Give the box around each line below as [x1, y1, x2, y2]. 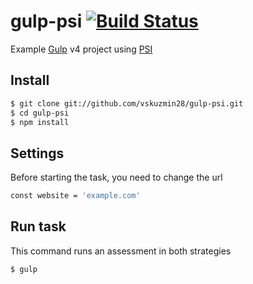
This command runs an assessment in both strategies [10, 245, 232, 257]
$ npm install [10, 117, 70, 127]
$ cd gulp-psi [10, 108, 70, 118]
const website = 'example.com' [10, 191, 141, 201]
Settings [10, 145, 65, 162]
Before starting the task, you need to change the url [10, 171, 223, 184]
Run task [10, 218, 67, 235]
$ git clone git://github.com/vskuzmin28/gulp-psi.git [10, 98, 244, 109]
